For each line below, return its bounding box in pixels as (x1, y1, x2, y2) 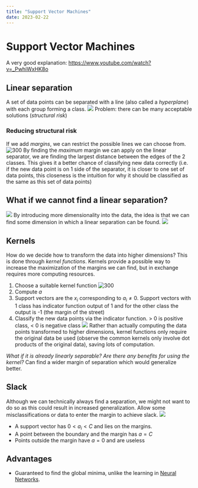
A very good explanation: (6, 59, 67, 66)
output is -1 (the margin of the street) (14, 308, 105, 315)
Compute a (14, 288, 43, 295)
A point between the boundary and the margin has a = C (14, 430, 152, 438)
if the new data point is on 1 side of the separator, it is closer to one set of (6, 165, 185, 173)
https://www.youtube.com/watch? (68, 59, 152, 66)
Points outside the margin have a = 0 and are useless (14, 436, 145, 444)
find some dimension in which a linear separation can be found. (6, 219, 161, 226)
